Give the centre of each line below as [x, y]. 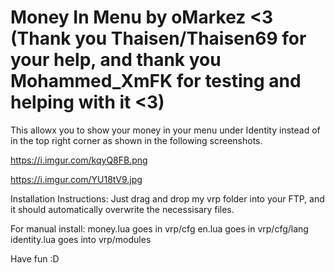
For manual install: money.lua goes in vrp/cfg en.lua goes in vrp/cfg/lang [159, 228]
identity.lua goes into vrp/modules [81, 239]
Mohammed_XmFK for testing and [156, 81]
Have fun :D [35, 258]
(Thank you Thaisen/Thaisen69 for [158, 38]
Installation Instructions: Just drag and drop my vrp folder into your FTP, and [167, 198]
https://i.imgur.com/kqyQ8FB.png [79, 160]
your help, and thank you [116, 60]
